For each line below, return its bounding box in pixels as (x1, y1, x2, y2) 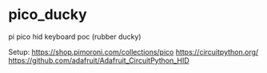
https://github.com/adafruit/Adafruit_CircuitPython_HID (8, 56, 189, 65)
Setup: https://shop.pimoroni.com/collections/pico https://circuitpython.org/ (8, 47, 259, 56)
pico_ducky (8, 6, 88, 24)
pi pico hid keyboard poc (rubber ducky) (8, 32, 141, 41)
